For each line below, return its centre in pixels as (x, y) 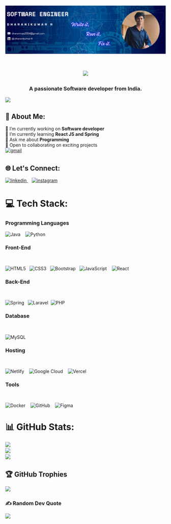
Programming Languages (37, 223)
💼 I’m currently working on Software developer (55, 129)
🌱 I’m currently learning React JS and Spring (52, 134)
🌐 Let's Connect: (33, 168)
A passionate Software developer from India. (85, 89)
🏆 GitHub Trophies (36, 474)
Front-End (18, 247)
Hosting (15, 350)
